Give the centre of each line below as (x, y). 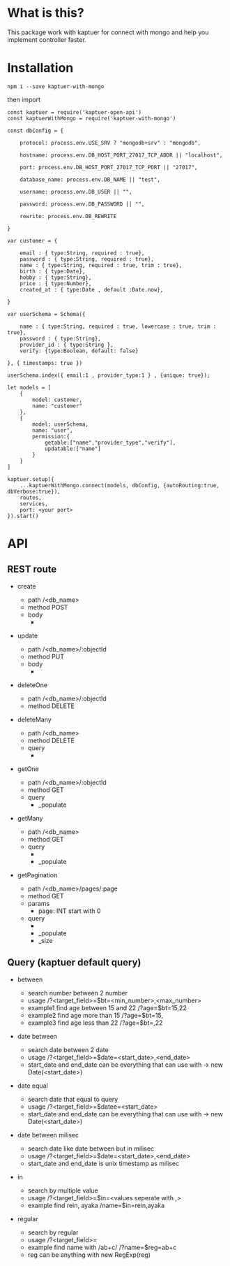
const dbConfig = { (36, 131)
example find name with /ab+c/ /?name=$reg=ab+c (102, 1247)
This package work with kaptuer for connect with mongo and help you (108, 32)
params (39, 903)
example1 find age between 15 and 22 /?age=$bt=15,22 (107, 1007)
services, (34, 504)
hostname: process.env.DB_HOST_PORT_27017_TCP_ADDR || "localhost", (121, 155)
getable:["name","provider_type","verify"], (110, 443)
